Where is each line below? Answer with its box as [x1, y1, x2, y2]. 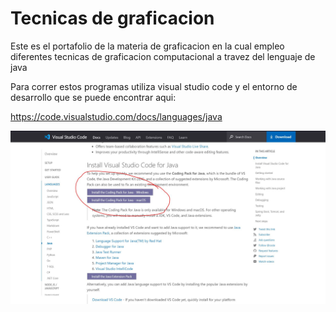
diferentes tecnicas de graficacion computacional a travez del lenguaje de [10, 50, 316, 62]
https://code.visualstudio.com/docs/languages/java [10, 110, 223, 122]
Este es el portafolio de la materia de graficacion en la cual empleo [10, 40, 285, 52]
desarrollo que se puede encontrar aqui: [10, 91, 177, 103]
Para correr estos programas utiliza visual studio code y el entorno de [10, 80, 298, 92]
